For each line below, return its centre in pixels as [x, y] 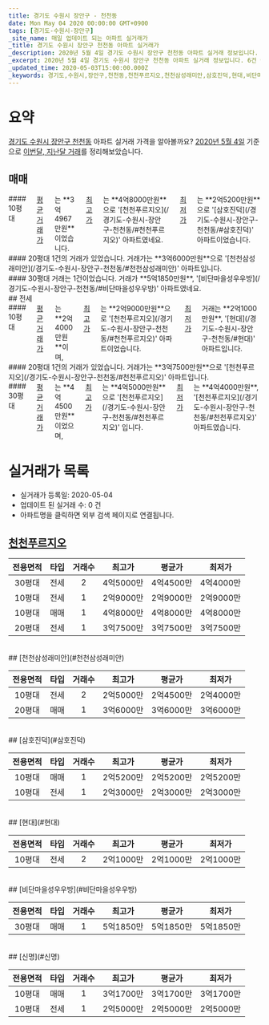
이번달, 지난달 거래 [52, 151]
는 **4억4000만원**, [226, 387]
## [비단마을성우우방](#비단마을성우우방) [73, 889]
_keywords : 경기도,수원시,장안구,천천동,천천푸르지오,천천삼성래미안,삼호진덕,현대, [127, 75]
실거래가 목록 [49, 471]
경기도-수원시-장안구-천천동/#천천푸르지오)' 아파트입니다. [119, 377]
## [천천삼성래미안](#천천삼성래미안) [66, 658]
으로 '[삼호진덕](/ [223, 210]
